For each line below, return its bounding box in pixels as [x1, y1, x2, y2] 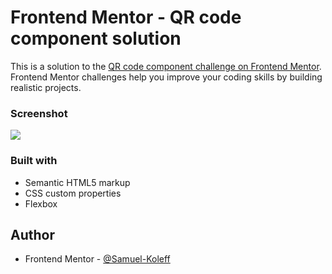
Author [10, 226, 55, 243]
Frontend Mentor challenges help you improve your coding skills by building [10, 71, 323, 83]
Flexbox [24, 197, 58, 210]
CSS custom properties [24, 187, 122, 199]
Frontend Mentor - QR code [10, 6, 242, 29]
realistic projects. [10, 81, 82, 93]
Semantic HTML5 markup [24, 176, 131, 188]
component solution [10, 27, 182, 50]
